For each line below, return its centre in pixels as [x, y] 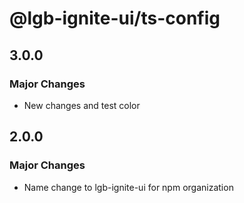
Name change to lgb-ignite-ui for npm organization [128, 187]
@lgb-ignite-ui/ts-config [115, 18]
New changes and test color [82, 105]
